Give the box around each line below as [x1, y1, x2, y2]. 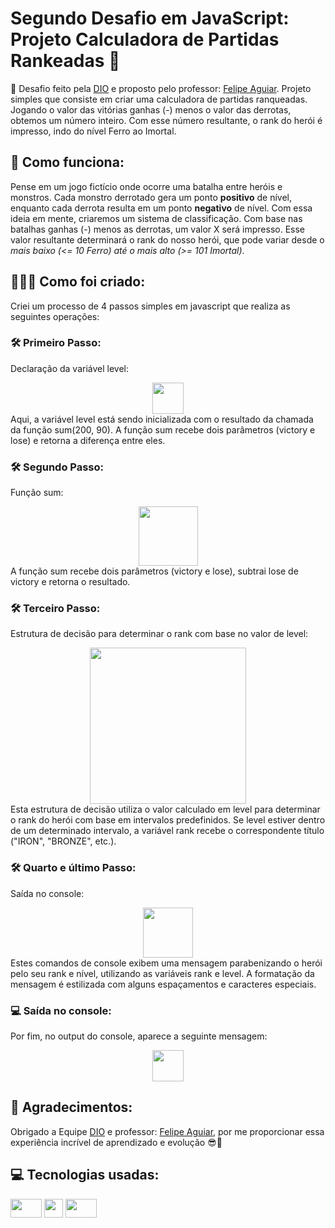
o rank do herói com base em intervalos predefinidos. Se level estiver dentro [10, 814, 326, 826]
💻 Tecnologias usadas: [10, 1167, 160, 1184]
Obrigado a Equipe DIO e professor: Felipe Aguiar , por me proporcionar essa [10, 1125, 325, 1137]
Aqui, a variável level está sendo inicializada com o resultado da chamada [10, 413, 314, 425]
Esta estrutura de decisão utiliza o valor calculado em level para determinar [10, 803, 321, 816]
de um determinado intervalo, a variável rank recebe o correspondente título [10, 825, 325, 837]
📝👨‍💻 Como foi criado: [10, 273, 146, 291]
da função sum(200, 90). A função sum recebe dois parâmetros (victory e [10, 423, 316, 436]
